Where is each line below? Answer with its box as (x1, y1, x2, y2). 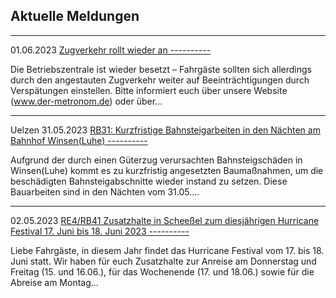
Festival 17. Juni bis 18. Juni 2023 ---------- (10, 225, 190, 237)
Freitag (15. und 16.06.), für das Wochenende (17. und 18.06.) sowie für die (10, 265, 315, 278)
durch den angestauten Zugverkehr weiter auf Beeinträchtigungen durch (10, 74, 310, 86)
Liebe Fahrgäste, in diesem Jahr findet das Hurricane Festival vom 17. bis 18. (10, 244, 325, 256)
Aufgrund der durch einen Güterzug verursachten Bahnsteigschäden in (10, 154, 303, 166)
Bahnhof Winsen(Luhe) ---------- (10, 134, 148, 146)
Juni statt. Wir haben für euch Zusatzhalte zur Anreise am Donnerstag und (10, 255, 317, 267)
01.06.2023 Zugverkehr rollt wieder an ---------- (10, 44, 212, 56)
